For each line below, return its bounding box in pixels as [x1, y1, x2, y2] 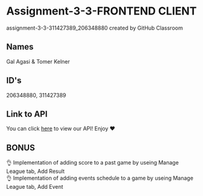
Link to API [6, 109, 48, 119]
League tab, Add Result [6, 168, 65, 175]
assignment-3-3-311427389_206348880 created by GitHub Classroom [6, 24, 183, 31]
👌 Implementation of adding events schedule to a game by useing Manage [6, 174, 194, 182]
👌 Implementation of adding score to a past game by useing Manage [6, 159, 179, 166]
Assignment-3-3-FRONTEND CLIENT [6, 4, 197, 18]
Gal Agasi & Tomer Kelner [6, 57, 70, 65]
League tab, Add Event [6, 183, 64, 191]
